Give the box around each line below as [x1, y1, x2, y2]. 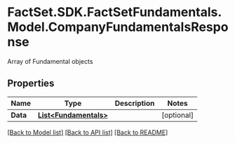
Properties [7, 78, 55, 90]
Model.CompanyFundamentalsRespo [7, 19, 229, 35]
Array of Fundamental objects [7, 57, 93, 65]
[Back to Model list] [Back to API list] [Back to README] [7, 128, 168, 137]
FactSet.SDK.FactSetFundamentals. [7, 4, 222, 20]
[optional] [161, 110, 194, 120]
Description [114, 98, 155, 108]
